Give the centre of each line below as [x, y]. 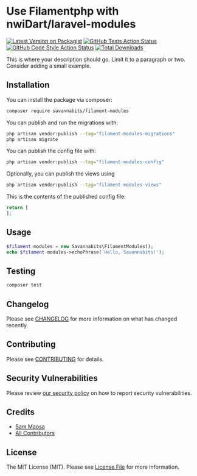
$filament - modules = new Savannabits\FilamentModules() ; [80, 246]
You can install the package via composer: [59, 99]
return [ [17, 208]
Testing [21, 271]
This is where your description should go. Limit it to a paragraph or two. [96, 59]
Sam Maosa [30, 427]
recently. [17, 325]
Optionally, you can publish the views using [60, 174]
